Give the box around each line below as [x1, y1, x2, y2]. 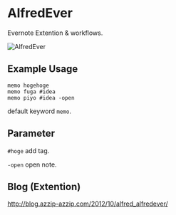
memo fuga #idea [7, 88, 56, 95]
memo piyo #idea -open [7, 94, 75, 101]
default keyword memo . [7, 107, 71, 115]
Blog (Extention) [7, 180, 81, 193]
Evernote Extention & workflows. [7, 28, 103, 37]
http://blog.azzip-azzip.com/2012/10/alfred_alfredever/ [7, 199, 169, 208]
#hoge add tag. [7, 146, 50, 154]
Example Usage [7, 63, 78, 75]
